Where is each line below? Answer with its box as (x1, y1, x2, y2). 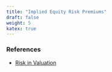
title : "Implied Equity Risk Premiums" (6, 8, 107, 15)
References (6, 46, 41, 54)
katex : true (6, 25, 36, 32)
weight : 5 (6, 20, 31, 26)
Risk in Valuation (15, 59, 56, 66)
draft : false (6, 14, 39, 20)
